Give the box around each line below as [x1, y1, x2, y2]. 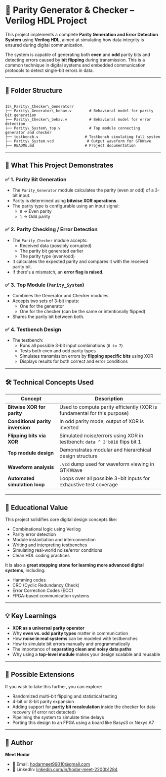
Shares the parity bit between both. [12, 314, 85, 320]
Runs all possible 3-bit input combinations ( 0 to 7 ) [19, 342, 123, 349]
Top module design [7, 450, 54, 456]
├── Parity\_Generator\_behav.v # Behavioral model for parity [5, 108, 154, 113]
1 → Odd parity [19, 213, 50, 220]
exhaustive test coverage [59, 481, 118, 488]
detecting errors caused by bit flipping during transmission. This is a [5, 57, 145, 63]
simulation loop [7, 481, 45, 488]
